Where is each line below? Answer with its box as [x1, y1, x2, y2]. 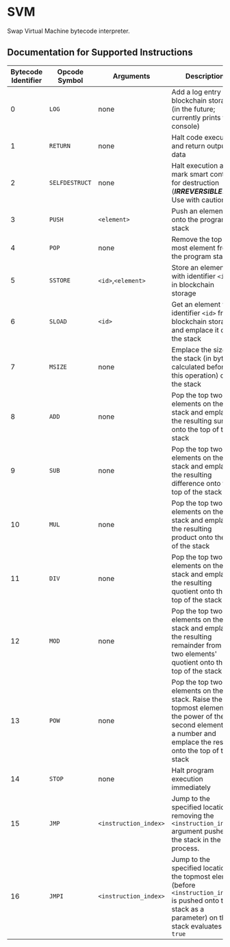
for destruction [171, 177, 220, 187]
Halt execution [171, 160, 218, 170]
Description [185, 71, 225, 81]
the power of [171, 711, 213, 721]
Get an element [171, 299, 221, 309]
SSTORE [49, 276, 71, 284]
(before [171, 880, 196, 889]
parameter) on [171, 913, 218, 922]
